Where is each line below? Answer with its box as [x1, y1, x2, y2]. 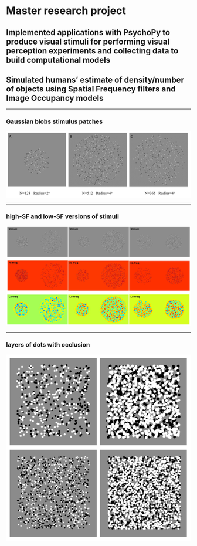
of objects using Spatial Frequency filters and [6, 84, 176, 94]
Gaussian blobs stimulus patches [6, 117, 103, 126]
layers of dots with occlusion [6, 341, 90, 349]
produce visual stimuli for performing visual [6, 36, 170, 46]
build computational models [6, 55, 111, 65]
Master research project [6, 4, 126, 18]
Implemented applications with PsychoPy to [6, 28, 171, 38]
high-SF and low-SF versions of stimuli [6, 212, 119, 221]
